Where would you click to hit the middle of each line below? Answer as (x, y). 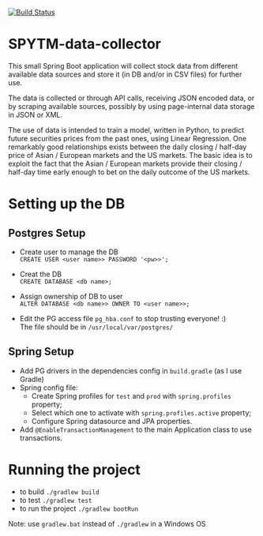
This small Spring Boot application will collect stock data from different (123, 66)
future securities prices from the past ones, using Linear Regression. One (128, 138)
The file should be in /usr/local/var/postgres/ (96, 327)
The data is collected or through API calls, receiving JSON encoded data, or (131, 98)
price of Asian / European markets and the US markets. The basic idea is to (130, 155)
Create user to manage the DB (69, 252)
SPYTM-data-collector (85, 44)
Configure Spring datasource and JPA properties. (112, 421)
